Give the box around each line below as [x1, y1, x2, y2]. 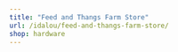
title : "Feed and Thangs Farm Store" [9, 12, 150, 22]
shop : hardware [9, 29, 66, 38]
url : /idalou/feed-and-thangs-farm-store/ [9, 21, 169, 30]
